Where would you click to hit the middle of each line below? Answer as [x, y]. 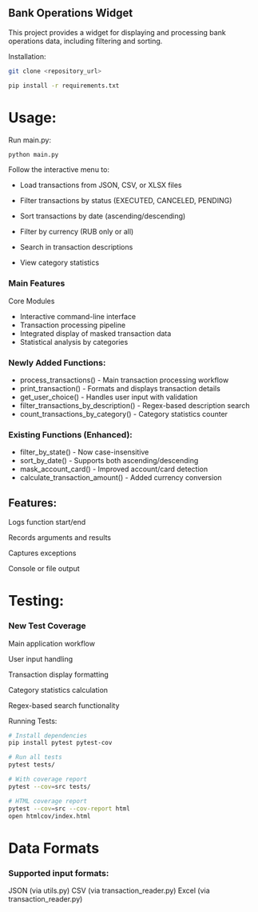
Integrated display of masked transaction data [95, 333]
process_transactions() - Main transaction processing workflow [124, 380]
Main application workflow [52, 643]
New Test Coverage [47, 626]
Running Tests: [33, 721]
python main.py [34, 154]
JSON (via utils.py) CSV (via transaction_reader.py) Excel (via [109, 890]
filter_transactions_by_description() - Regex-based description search [135, 405]
